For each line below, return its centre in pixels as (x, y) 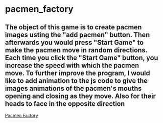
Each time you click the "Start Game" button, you (81, 58)
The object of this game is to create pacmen (73, 27)
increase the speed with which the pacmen (72, 65)
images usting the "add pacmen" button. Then (78, 35)
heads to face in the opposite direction (65, 104)
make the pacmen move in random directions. (76, 50)
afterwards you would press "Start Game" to (74, 42)
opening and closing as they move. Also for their (80, 96)
